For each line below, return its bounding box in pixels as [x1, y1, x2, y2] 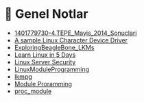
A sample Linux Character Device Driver [14, 36, 128, 44]
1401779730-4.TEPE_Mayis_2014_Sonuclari [14, 29, 137, 37]
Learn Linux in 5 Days [14, 51, 76, 59]
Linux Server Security [14, 58, 76, 66]
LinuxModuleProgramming [14, 65, 90, 73]
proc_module [14, 87, 52, 95]
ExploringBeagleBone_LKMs [14, 43, 95, 51]
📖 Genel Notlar [4, 6, 88, 22]
